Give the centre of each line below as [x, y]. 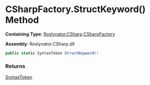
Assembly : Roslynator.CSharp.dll [40, 44]
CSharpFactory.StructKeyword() [76, 9]
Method [22, 20]
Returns [15, 66]
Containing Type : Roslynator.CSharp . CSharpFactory [60, 34]
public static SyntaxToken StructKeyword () [52, 53]
